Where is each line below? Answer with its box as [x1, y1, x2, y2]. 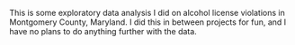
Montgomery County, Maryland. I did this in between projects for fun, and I [9, 17, 287, 27]
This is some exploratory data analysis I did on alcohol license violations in [9, 8, 285, 18]
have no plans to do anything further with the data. [9, 26, 198, 36]
